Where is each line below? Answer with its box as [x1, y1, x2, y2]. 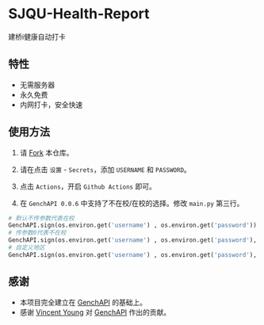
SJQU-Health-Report [8, 5, 150, 23]
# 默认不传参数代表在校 [8, 214, 75, 222]
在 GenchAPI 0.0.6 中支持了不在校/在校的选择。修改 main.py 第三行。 [19, 198, 244, 208]
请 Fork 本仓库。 [19, 147, 74, 157]
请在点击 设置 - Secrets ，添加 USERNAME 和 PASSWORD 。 [19, 164, 192, 174]
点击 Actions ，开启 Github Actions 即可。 [19, 182, 156, 191]
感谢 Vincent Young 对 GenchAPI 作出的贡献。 [19, 307, 171, 317]
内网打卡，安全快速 [19, 100, 83, 109]
